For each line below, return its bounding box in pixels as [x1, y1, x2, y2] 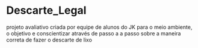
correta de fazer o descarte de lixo [6, 36, 92, 43]
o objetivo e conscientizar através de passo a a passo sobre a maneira [6, 29, 181, 37]
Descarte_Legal [6, 4, 87, 17]
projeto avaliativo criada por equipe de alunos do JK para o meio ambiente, [6, 23, 193, 31]
